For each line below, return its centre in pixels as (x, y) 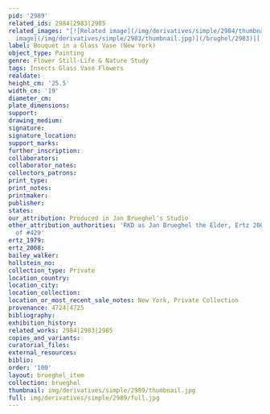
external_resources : (43, 353)
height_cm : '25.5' (39, 83)
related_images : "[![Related (57, 31)
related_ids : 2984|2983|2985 (57, 23)
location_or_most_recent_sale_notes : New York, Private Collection (124, 300)
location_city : (34, 286)
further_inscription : (45, 151)
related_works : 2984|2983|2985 (61, 330)
